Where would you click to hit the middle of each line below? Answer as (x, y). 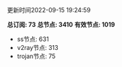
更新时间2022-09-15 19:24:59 (49, 10)
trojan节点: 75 (36, 56)
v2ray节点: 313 (37, 48)
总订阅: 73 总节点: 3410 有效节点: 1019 (61, 25)
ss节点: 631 (33, 39)
